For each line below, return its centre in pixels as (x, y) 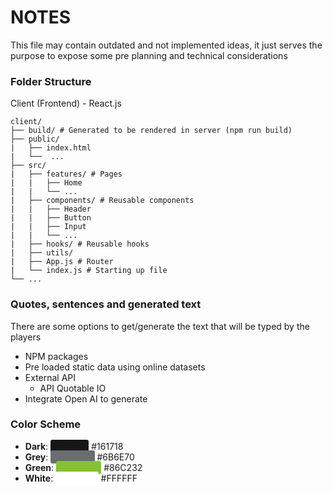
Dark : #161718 (74, 446)
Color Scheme (46, 424)
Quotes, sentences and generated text (106, 304)
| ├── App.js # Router (62, 262)
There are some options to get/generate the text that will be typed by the (160, 326)
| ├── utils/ (42, 253)
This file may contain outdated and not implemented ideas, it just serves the (166, 45)
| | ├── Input (48, 227)
